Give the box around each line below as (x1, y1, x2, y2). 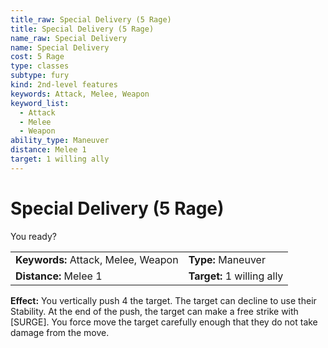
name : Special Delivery (10, 42, 110, 53)
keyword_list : (10, 98, 70, 108)
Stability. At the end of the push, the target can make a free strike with (10, 305, 299, 317)
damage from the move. (10, 326, 110, 338)
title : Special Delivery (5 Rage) (10, 24, 155, 34)
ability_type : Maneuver (10, 136, 110, 146)
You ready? (10, 230, 57, 242)
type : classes (10, 61, 70, 71)
